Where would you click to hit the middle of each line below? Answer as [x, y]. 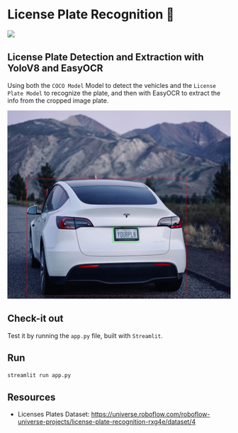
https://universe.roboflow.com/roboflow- [151, 415]
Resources [32, 397]
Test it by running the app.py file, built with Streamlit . [85, 335]
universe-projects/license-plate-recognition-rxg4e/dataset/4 [107, 422]
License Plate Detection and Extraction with [106, 57]
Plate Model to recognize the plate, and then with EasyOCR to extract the [114, 93]
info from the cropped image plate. [58, 100]
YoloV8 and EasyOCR [55, 68]
